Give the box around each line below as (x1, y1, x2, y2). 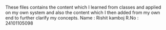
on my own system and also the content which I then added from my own (5, 9, 160, 15)
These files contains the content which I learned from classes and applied (5, 4, 161, 10)
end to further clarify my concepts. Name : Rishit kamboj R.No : (5, 15, 139, 20)
